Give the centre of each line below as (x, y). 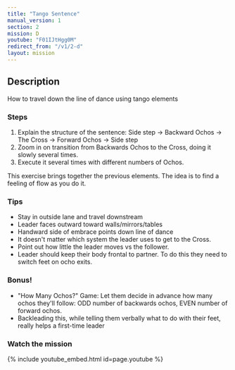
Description (33, 82)
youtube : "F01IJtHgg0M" (42, 40)
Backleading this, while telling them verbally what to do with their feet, (119, 318)
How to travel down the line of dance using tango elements (93, 99)
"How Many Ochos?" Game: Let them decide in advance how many (115, 295)
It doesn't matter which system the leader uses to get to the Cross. (114, 240)
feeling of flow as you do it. (47, 183)
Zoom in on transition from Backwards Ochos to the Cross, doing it (114, 147)
